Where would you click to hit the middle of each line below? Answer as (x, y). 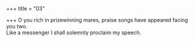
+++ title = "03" (26, 9)
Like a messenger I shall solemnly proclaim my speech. (74, 33)
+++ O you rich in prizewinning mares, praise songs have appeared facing (97, 20)
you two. (17, 26)
